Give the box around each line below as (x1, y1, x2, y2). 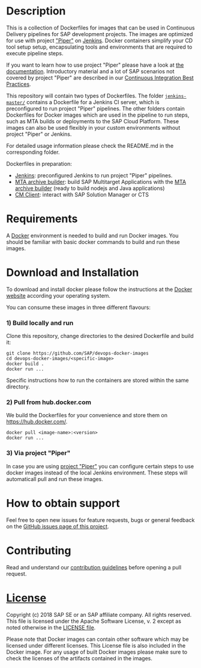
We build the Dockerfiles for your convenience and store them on (6, 412, 168, 419)
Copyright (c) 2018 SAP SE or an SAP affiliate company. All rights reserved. (6, 611, 192, 618)
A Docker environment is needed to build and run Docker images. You (6, 231, 179, 239)
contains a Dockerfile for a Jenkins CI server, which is (26, 98, 160, 106)
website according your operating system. (6, 292, 111, 299)
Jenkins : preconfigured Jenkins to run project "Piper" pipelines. (14, 171, 173, 179)
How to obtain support (6, 496, 120, 510)
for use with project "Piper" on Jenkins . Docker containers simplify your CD (6, 37, 193, 44)
